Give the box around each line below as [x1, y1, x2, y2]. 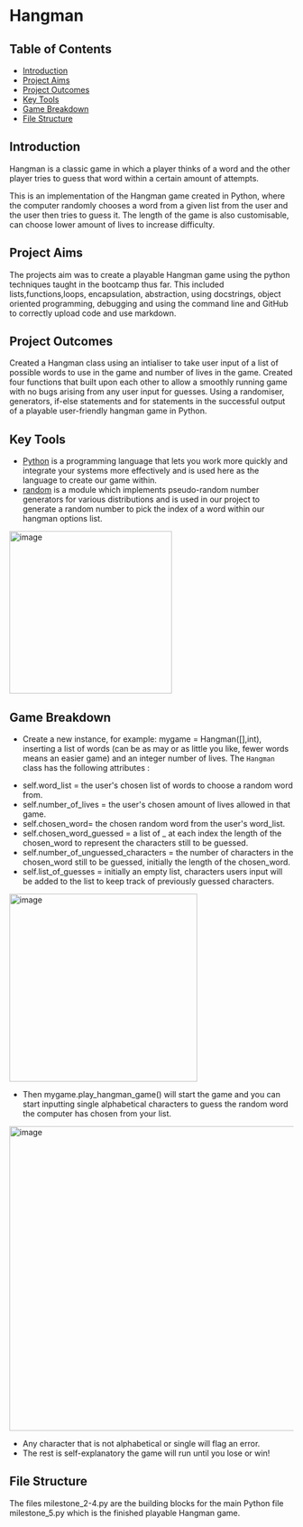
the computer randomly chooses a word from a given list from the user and [9, 199, 289, 210]
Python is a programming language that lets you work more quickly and [22, 456, 289, 467]
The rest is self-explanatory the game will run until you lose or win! [22, 1448, 271, 1458]
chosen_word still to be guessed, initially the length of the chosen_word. [22, 856, 291, 867]
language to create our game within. [22, 475, 158, 486]
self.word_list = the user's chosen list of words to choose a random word [22, 780, 293, 791]
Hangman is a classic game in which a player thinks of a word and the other [9, 163, 290, 174]
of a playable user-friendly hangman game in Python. [9, 405, 207, 416]
